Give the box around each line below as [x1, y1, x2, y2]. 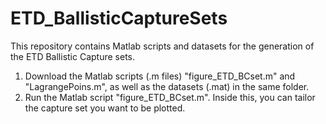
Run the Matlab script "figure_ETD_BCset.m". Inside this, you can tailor [24, 91, 316, 103]
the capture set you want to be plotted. [24, 102, 186, 114]
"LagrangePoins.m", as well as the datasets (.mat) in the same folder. [24, 80, 310, 92]
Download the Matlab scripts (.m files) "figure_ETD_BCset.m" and [24, 70, 296, 82]
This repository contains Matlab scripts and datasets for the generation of [10, 40, 315, 52]
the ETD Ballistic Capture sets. [10, 50, 136, 62]
